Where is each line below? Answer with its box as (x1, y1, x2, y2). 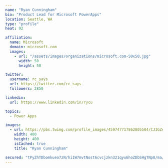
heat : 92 (5, 26, 23, 31)
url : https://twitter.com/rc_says (9, 81, 81, 87)
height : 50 (18, 63, 41, 68)
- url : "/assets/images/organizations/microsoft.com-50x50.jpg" (14, 54, 151, 59)
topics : (5, 109, 21, 114)
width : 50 (18, 58, 39, 63)
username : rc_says (9, 77, 48, 82)
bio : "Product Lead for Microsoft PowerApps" (5, 12, 101, 17)
